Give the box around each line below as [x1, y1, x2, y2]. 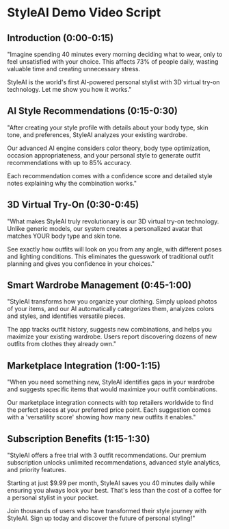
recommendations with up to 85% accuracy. [7, 158, 132, 167]
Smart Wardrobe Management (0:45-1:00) [7, 280, 192, 291]
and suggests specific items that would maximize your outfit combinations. [7, 385, 218, 393]
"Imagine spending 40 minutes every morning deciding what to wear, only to [7, 50, 223, 58]
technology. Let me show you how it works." [7, 86, 132, 93]
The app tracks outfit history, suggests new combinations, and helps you [7, 325, 212, 334]
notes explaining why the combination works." [7, 179, 137, 187]
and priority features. [7, 466, 67, 474]
